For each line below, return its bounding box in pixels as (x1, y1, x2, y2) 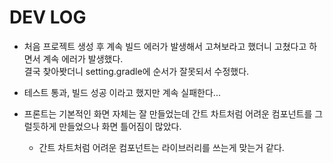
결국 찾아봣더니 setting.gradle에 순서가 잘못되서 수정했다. (23, 65, 250, 77)
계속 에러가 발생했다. (42, 52, 124, 65)
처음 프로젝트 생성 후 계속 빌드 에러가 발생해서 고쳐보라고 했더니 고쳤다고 (23, 40, 307, 52)
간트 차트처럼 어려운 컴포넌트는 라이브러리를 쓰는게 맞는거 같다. (38, 141, 285, 153)
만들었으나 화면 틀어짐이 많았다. (58, 120, 182, 132)
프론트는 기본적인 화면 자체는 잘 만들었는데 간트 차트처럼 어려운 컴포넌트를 (23, 107, 313, 120)
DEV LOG (9, 6, 87, 29)
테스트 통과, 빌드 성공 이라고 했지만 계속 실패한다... (23, 86, 221, 98)
